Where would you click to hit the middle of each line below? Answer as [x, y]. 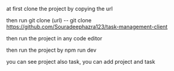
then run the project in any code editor [54, 38]
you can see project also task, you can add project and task [81, 62]
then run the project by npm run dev [52, 50]
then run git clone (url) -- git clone [49, 20]
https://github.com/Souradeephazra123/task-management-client [87, 27]
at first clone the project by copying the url [60, 9]
